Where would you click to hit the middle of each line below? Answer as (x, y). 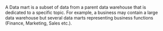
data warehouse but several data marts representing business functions (79, 18)
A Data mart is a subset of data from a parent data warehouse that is (76, 7)
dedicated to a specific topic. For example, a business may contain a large (82, 12)
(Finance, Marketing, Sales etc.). (39, 23)
